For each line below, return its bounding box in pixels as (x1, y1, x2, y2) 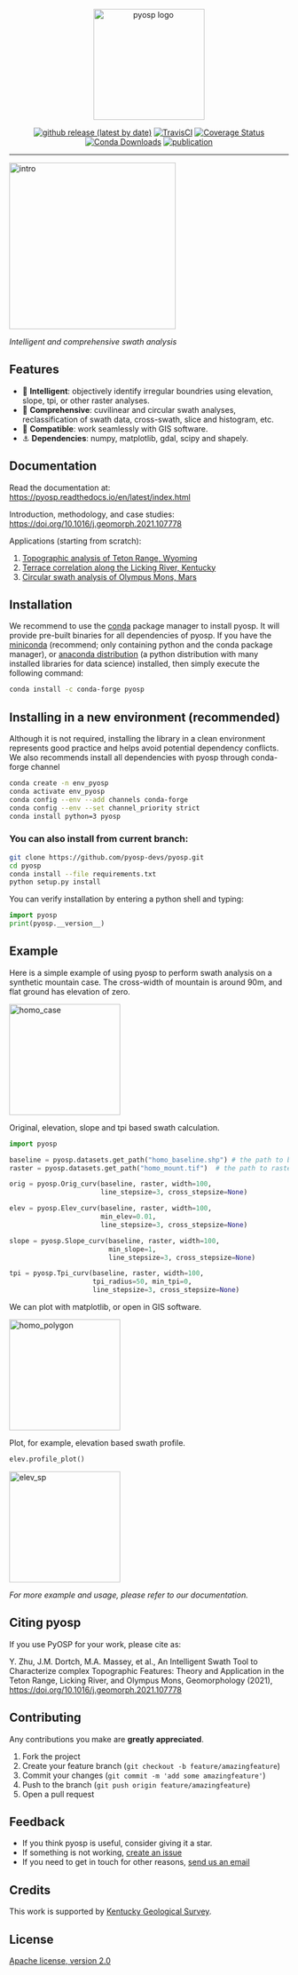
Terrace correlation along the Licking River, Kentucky (21, 562, 216, 573)
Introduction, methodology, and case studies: (9, 509, 175, 520)
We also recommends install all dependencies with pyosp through (9, 752, 250, 763)
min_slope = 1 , (107, 1244, 157, 1254)
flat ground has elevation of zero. (9, 986, 130, 996)
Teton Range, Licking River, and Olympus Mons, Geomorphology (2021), (9, 1675, 273, 1685)
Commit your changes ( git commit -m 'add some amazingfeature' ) (21, 1770, 266, 1781)
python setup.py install (9, 877, 101, 887)
